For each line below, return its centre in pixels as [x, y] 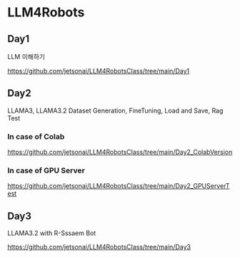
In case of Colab [36, 136]
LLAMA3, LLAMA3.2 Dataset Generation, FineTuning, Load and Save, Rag [115, 110]
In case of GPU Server [46, 170]
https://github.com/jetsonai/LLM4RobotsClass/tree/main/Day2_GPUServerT [119, 186]
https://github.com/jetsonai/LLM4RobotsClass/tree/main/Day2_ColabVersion [120, 152]
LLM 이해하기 [26, 57]
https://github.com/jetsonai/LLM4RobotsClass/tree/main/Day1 [99, 71]
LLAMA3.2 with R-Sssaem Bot [52, 233]
